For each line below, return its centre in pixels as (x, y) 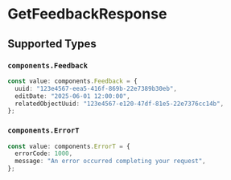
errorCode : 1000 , (44, 153)
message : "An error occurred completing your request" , (110, 162)
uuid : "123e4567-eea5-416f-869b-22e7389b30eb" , (96, 88)
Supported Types (52, 44)
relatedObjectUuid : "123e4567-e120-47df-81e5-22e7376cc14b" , (120, 104)
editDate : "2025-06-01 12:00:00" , (72, 96)
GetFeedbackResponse (87, 14)
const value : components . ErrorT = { (69, 146)
